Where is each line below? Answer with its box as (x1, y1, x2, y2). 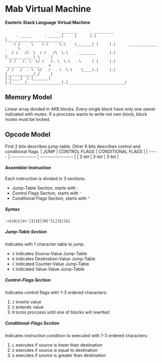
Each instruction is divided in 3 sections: (5, 175, 86, 181)
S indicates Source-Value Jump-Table (12, 250, 87, 256)
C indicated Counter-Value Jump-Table (12, 261, 89, 267)
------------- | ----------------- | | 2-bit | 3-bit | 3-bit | (10, 154, 119, 159)
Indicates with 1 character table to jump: (5, 241, 85, 247)
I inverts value (12, 299, 41, 305)
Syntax (5, 207, 20, 212)
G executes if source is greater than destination (12, 352, 106, 358)
